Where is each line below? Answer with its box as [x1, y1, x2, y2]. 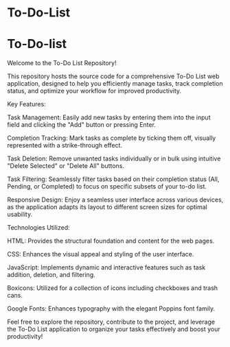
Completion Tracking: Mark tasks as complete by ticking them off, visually [7, 134, 216, 142]
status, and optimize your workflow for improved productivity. [7, 87, 182, 95]
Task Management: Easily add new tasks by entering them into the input [7, 113, 211, 121]
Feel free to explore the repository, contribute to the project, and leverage [7, 318, 215, 326]
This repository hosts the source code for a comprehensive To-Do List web [7, 72, 220, 80]
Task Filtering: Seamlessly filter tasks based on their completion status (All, [7, 175, 220, 183]
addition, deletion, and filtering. [7, 271, 96, 279]
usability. [7, 211, 33, 219]
